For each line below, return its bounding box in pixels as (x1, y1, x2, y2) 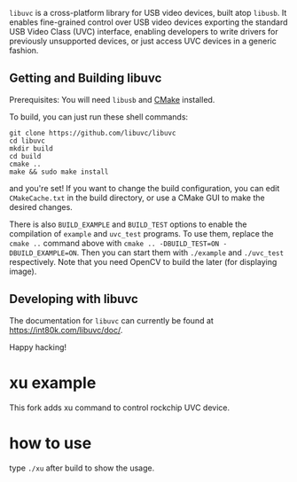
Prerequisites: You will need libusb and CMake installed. (9, 94, 215, 105)
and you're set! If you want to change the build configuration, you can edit (9, 183, 280, 193)
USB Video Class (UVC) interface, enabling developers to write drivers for (9, 27, 279, 36)
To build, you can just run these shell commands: (9, 111, 189, 122)
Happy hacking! (9, 341, 67, 353)
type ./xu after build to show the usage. (9, 463, 155, 473)
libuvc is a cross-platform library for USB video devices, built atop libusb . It (9, 8, 287, 18)
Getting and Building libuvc (9, 71, 162, 86)
